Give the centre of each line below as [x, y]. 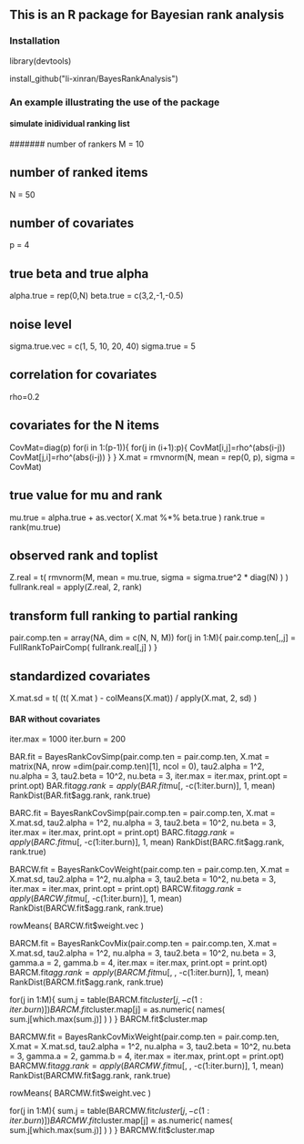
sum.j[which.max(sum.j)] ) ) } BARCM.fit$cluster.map [108, 1019]
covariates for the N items [84, 426]
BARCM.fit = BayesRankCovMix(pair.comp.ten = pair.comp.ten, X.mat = [143, 944]
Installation [35, 41]
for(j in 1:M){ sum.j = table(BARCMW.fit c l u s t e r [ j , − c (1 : [110, 1111]
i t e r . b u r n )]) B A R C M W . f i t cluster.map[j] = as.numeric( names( [122, 1120]
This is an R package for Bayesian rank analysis [147, 15]
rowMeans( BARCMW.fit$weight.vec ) [81, 1093]
